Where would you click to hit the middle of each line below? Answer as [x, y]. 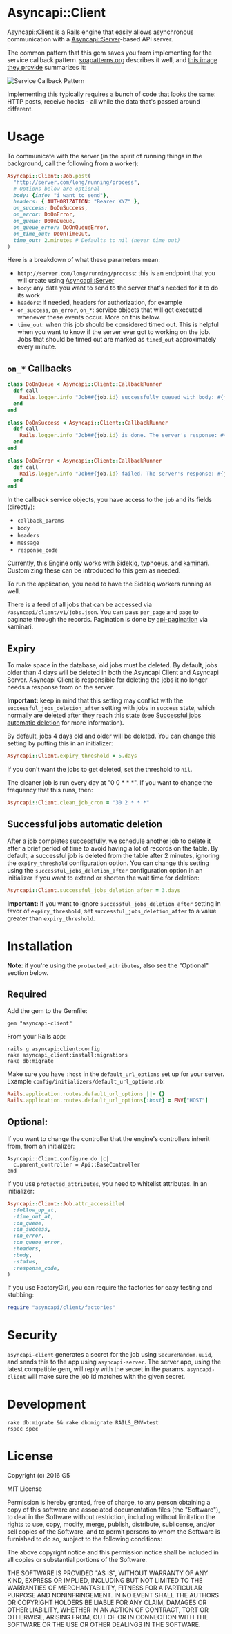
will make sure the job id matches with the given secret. [106, 1377]
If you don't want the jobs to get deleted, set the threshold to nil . [100, 769]
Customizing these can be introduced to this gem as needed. [94, 570]
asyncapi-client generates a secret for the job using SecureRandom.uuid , [110, 1355]
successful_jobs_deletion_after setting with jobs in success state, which [111, 708]
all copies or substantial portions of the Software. [77, 1560]
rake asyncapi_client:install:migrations [68, 1055]
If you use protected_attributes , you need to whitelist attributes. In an [107, 1183]
